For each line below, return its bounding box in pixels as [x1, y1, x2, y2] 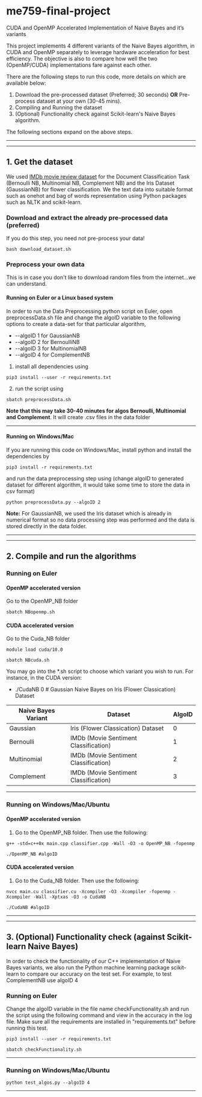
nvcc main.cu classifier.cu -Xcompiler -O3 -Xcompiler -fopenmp [6, 888, 171, 894]
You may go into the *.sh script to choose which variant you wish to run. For [6, 668, 194, 675]
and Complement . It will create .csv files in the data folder [6, 413, 151, 420]
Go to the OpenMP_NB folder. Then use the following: [14, 829, 148, 836]
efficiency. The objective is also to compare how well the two [6, 55, 158, 62]
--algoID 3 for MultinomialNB [14, 345, 87, 352]
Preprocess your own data [6, 260, 85, 268]
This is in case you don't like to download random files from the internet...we [6, 274, 196, 281]
